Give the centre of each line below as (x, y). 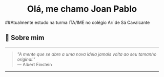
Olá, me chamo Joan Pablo (82, 9)
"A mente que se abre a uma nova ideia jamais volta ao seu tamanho (87, 54)
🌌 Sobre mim (25, 38)
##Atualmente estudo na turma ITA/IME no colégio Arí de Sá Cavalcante (78, 22)
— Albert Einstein (34, 64)
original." (26, 59)
